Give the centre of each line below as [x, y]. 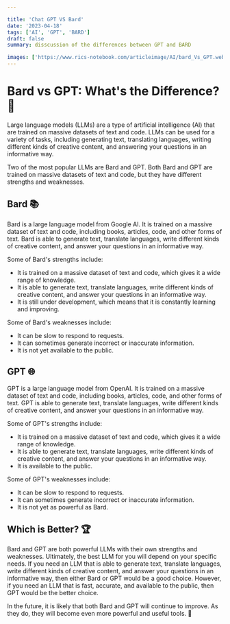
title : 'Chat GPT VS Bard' [46, 19]
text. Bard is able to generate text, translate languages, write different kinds [113, 239]
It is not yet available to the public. [65, 350]
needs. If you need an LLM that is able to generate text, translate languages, [115, 564]
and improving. [38, 309]
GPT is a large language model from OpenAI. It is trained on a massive [106, 388]
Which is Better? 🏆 [49, 529]
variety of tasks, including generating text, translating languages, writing [109, 139]
